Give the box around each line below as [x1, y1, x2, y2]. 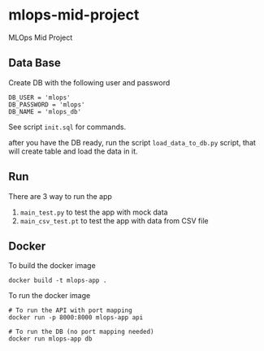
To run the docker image [8, 291, 91, 301]
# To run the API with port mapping [8, 306, 132, 314]
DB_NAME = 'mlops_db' [8, 107, 82, 115]
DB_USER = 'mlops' [8, 93, 71, 102]
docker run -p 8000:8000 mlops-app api [8, 314, 144, 322]
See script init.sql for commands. [8, 122, 127, 132]
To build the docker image [8, 261, 96, 271]
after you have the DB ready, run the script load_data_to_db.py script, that [8, 137, 256, 147]
